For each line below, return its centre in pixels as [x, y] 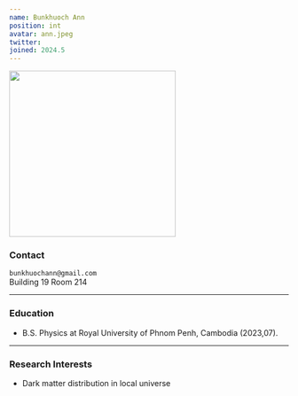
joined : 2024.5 [37, 50]
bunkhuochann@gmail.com [53, 274]
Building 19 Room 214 [48, 282]
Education [32, 314]
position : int [35, 26]
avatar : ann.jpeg [41, 34]
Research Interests [51, 364]
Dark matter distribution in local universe [96, 384]
